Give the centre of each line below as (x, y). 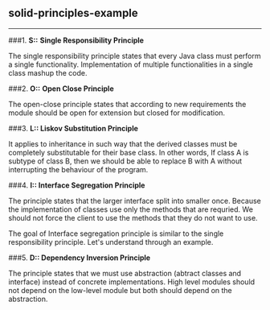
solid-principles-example (73, 13)
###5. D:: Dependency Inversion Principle (80, 258)
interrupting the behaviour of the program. (78, 169)
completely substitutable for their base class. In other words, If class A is (129, 152)
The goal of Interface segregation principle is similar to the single (116, 234)
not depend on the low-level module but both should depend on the (121, 290)
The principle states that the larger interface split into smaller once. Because (135, 200)
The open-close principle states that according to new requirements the (127, 104)
